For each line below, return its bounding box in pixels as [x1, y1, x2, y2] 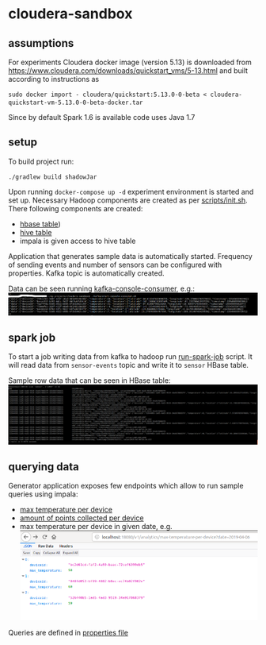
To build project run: [8, 156, 74, 166]
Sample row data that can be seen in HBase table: [8, 376, 171, 385]
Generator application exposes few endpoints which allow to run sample [8, 481, 244, 491]
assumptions [8, 37, 74, 50]
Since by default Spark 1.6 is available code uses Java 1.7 [8, 113, 196, 122]
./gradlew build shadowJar [8, 172, 97, 181]
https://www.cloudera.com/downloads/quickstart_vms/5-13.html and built [8, 66, 248, 75]
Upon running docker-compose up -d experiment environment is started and [8, 187, 254, 196]
